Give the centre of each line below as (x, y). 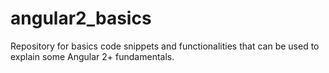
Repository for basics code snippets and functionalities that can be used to (165, 46)
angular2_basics (81, 18)
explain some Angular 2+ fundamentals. (92, 56)
